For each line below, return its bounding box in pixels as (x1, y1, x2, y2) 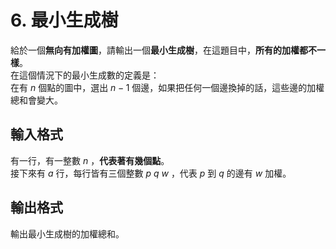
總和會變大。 (10, 94, 63, 106)
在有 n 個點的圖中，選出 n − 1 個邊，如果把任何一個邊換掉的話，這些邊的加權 (10, 81, 325, 93)
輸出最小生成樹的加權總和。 (10, 227, 125, 240)
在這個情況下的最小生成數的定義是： (10, 69, 160, 81)
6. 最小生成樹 (10, 9, 119, 32)
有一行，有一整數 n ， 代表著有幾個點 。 (10, 154, 170, 166)
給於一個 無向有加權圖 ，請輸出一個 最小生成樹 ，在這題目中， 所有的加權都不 (10, 44, 317, 56)
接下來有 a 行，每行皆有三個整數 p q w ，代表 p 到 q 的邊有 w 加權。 (10, 167, 292, 179)
